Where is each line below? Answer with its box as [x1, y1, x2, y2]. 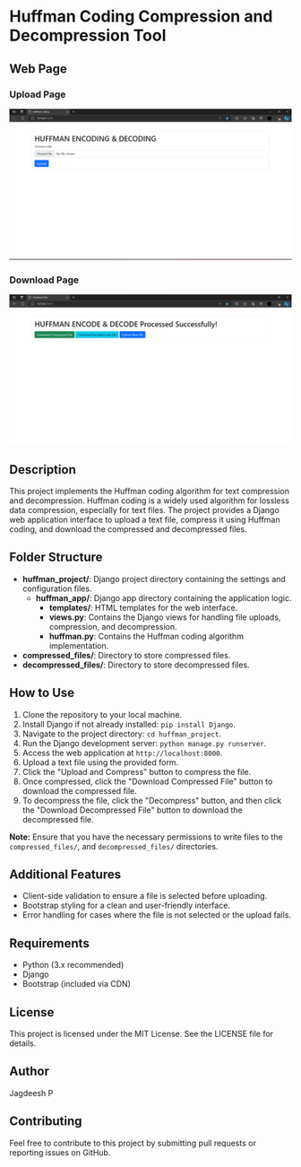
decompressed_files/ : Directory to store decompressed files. [21, 659, 250, 670]
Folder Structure [9, 550, 103, 565]
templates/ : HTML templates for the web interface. [48, 602, 238, 613]
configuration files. [21, 583, 92, 594]
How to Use [9, 685, 75, 701]
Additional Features [9, 867, 122, 882]
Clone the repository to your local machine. [21, 709, 182, 719]
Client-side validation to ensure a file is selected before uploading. [21, 891, 268, 901]
